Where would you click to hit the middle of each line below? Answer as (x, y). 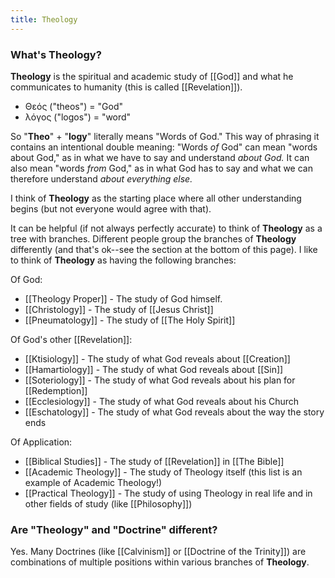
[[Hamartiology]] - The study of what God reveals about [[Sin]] (154, 369)
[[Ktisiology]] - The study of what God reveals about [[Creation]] (157, 358)
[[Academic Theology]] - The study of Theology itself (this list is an (163, 472)
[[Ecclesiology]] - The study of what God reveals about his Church (162, 401)
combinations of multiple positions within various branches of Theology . (160, 562)
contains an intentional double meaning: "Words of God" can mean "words (164, 147)
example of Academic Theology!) (93, 482)
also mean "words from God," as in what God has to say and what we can (161, 168)
